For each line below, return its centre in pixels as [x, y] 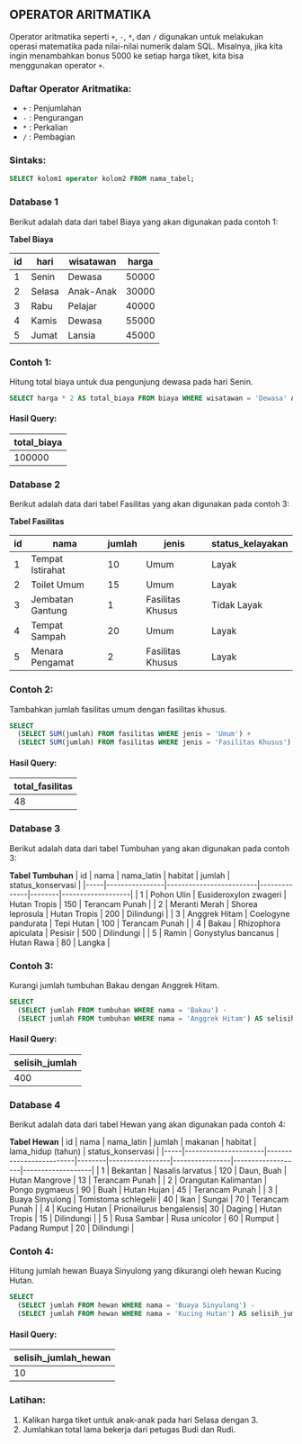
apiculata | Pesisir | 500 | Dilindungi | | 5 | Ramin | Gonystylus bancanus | [144, 932]
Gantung [49, 611]
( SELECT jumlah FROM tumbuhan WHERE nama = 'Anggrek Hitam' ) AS [140, 1018]
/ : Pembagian [49, 137]
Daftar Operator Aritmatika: [71, 88]
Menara [47, 651]
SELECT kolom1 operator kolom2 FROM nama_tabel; [102, 179]
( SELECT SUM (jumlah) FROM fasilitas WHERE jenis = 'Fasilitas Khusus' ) [155, 742]
